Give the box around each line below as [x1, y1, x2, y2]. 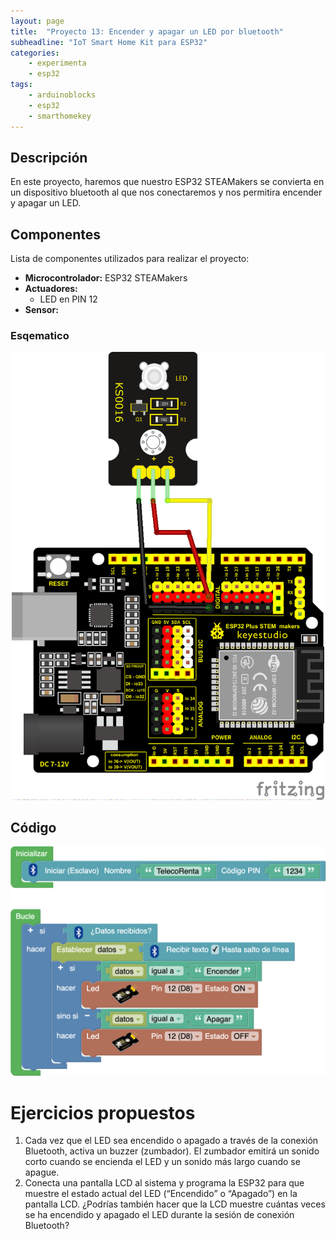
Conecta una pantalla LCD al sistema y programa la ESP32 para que [24, 1177, 305, 1189]
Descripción [10, 149, 88, 166]
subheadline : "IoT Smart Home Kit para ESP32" [10, 37, 208, 47]
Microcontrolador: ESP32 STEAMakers [24, 272, 188, 284]
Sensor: [24, 304, 59, 316]
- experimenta [28, 58, 87, 69]
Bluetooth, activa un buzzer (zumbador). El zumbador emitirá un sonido [24, 1145, 320, 1157]
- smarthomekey [28, 111, 92, 121]
